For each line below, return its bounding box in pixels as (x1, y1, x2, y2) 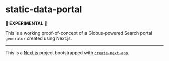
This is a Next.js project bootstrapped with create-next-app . (5, 49, 130, 56)
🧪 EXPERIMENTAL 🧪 (5, 20, 48, 26)
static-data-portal (5, 4, 82, 15)
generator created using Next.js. (5, 35, 72, 41)
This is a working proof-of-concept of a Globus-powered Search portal (5, 30, 152, 36)
